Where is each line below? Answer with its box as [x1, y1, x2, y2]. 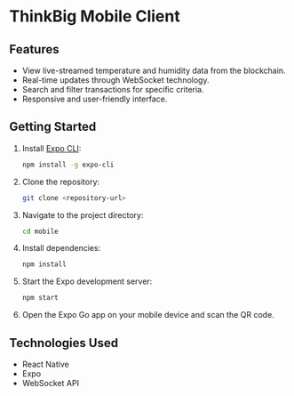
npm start [21, 294, 60, 303]
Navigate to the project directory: [21, 209, 144, 220]
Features [9, 42, 60, 57]
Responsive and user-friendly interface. [21, 93, 168, 104]
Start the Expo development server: [21, 276, 153, 287]
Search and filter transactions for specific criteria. [21, 85, 204, 94]
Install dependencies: [21, 243, 101, 254]
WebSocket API [21, 378, 80, 388]
